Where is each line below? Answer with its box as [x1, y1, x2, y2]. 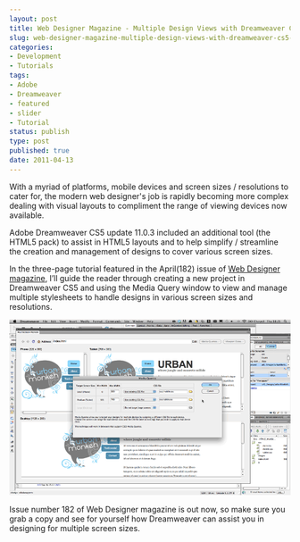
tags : [9, 71, 29, 80]
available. [9, 210, 45, 221]
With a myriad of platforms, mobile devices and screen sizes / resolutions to [9, 181, 288, 192]
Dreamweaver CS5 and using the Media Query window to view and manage [9, 282, 287, 293]
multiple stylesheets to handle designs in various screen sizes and [9, 291, 254, 303]
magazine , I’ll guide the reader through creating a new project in [9, 272, 246, 283]
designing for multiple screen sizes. [9, 523, 140, 534]
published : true [9, 146, 70, 155]
